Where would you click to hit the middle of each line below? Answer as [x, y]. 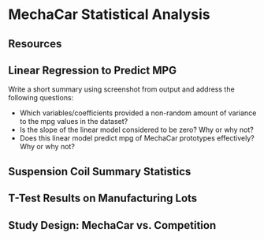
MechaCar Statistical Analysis [109, 15]
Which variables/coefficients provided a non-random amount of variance [138, 113]
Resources [35, 44]
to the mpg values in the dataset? [74, 122]
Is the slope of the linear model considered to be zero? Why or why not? [136, 130]
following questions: [41, 98]
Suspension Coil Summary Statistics [100, 171]
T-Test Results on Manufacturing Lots [103, 199]
